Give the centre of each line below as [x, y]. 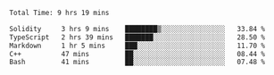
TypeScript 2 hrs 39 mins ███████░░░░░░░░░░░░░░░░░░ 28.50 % [137, 37]
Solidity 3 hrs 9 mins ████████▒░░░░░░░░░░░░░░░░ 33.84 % [137, 29]
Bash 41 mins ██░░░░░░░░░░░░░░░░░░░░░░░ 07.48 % [137, 62]
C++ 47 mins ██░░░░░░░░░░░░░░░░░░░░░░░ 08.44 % [137, 54]
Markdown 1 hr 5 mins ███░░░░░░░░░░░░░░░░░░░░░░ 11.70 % [137, 46]
